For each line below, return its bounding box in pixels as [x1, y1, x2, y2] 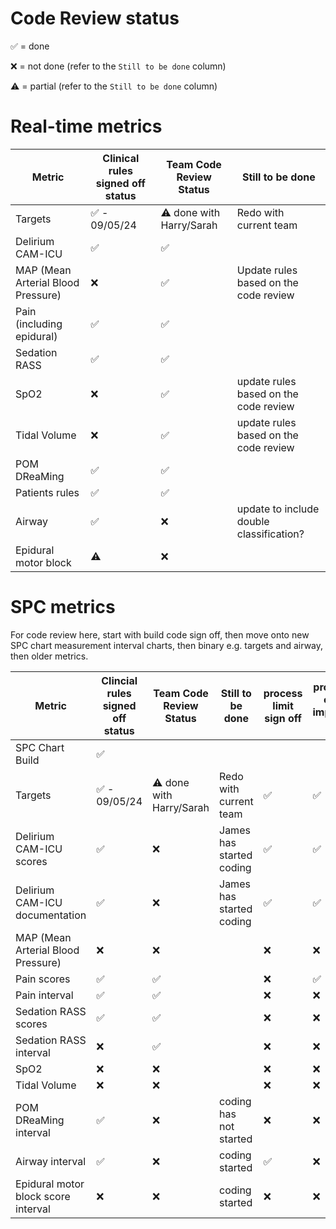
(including [15, 317, 63, 331]
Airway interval [15, 1154, 87, 1168]
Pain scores [15, 972, 71, 986]
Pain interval [15, 988, 74, 1002]
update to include [236, 502, 320, 516]
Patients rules [15, 485, 80, 499]
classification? [236, 527, 305, 541]
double [236, 514, 270, 528]
